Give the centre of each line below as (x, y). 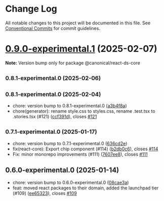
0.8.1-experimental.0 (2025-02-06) (53, 78)
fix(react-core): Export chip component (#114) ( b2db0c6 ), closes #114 (85, 149)
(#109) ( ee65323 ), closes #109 (45, 193)
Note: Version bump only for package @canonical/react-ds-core (73, 63)
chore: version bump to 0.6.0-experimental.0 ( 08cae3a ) (71, 182)
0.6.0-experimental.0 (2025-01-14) (62, 170)
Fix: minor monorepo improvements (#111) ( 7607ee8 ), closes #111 (80, 154)
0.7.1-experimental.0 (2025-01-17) (51, 132)
